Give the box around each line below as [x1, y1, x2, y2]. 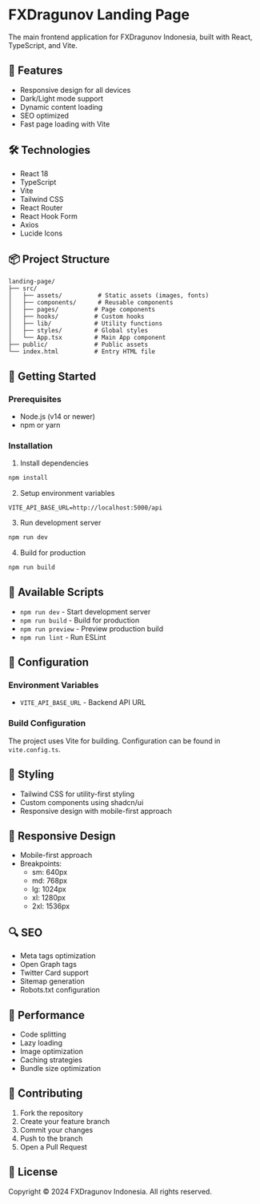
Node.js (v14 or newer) [19, 412, 96, 421]
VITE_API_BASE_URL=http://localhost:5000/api [8, 504, 162, 512]
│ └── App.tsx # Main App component [8, 334, 166, 342]
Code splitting [19, 1029, 66, 1039]
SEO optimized [19, 111, 70, 120]
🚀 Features [8, 64, 63, 78]
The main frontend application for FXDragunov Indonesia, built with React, [8, 32, 253, 42]
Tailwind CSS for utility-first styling [19, 789, 134, 799]
